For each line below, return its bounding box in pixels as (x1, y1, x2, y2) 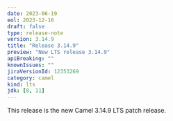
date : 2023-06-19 (7, 10, 58, 17)
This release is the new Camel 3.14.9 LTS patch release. (7, 106, 167, 115)
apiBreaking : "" (7, 55, 54, 62)
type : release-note (7, 29, 64, 37)
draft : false (7, 23, 45, 30)
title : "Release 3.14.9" (7, 42, 79, 49)
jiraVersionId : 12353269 (7, 68, 79, 75)
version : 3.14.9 (7, 36, 54, 43)
